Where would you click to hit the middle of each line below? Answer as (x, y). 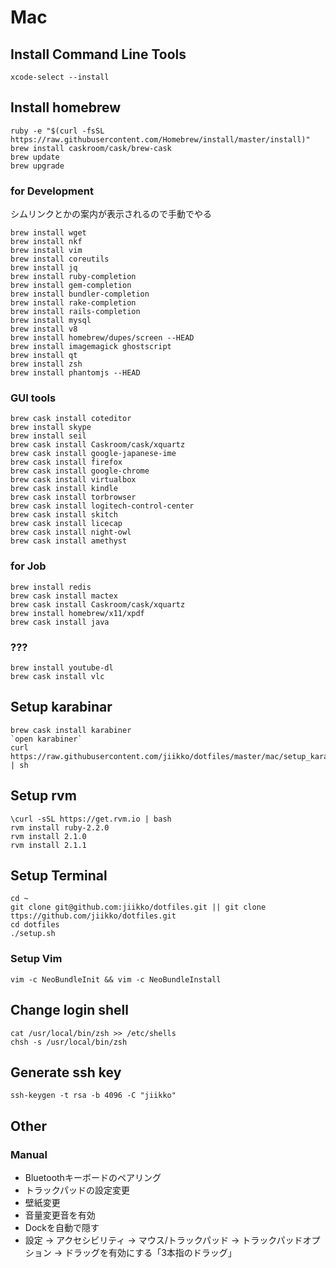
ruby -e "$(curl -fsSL (57, 131)
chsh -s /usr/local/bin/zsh (69, 1042)
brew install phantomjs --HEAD (75, 373)
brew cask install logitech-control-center (102, 506)
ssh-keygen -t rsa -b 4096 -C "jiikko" (93, 1096)
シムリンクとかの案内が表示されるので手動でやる (111, 214)
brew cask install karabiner (71, 730)
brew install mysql (51, 321)
